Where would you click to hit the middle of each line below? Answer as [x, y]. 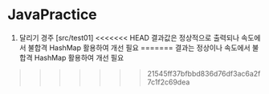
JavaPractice [52, 15]
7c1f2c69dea [169, 82]
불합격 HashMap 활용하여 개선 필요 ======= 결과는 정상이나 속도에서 [139, 47]
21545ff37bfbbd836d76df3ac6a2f [204, 73]
